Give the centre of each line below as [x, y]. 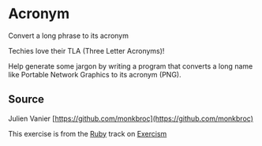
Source [26, 99]
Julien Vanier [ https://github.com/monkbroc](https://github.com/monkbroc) [131, 118]
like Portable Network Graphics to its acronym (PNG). [95, 74]
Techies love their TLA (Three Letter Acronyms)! [86, 51]
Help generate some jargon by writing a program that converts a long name [131, 66]
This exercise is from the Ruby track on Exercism [88, 133]
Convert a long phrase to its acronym [68, 36]
